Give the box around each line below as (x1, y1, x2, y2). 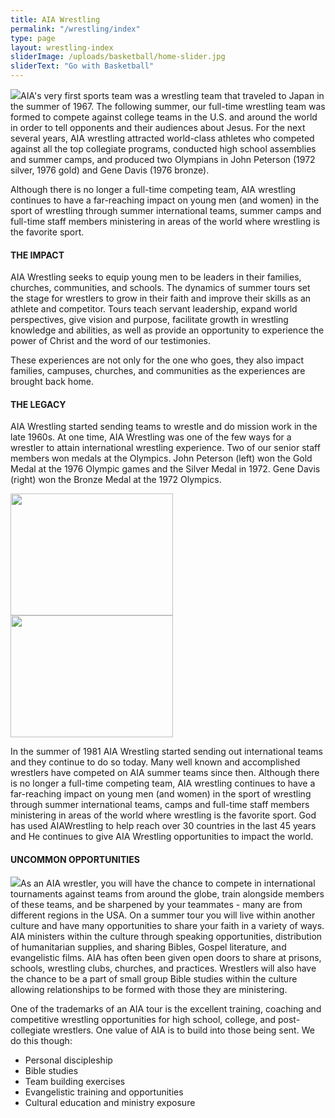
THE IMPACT (10, 249, 65, 261)
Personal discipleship (24, 1054, 113, 1066)
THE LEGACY (10, 398, 67, 410)
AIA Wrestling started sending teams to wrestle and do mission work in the (10, 421, 318, 433)
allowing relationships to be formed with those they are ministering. (10, 983, 288, 995)
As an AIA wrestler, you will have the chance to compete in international (20, 877, 316, 889)
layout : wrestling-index (10, 42, 114, 53)
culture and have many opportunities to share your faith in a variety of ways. (10, 919, 325, 931)
